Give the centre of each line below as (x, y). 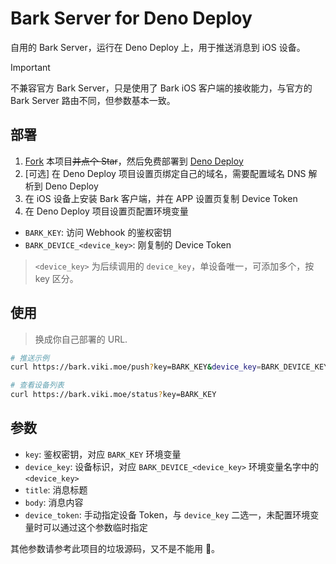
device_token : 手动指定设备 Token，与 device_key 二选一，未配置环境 (167, 514)
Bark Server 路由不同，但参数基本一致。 (93, 100)
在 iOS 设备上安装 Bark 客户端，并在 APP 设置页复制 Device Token (161, 198)
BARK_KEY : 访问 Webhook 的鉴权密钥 (98, 232)
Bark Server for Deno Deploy (131, 18)
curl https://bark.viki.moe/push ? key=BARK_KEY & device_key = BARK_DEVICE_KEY (169, 367)
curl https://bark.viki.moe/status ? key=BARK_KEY (113, 395)
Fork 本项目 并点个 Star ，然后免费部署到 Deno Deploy (134, 161)
